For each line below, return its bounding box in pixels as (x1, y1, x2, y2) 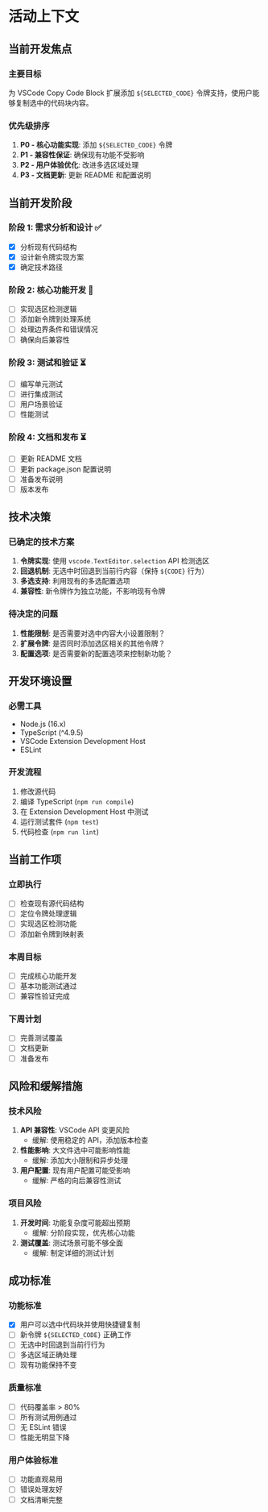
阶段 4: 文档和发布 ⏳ (8, 432, 87, 443)
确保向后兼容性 (19, 334, 70, 344)
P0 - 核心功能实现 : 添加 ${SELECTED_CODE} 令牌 (19, 140, 173, 150)
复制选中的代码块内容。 (14, 98, 93, 107)
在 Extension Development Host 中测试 (19, 807, 149, 816)
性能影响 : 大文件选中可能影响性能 (19, 1145, 130, 1155)
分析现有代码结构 (19, 242, 77, 251)
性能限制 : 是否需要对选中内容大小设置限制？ (19, 628, 166, 638)
